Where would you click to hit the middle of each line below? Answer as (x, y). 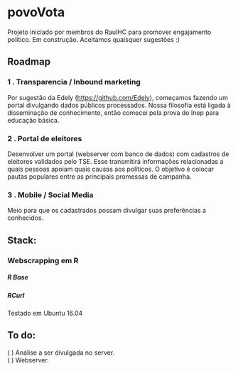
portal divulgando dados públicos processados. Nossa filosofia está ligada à (119, 105)
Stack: (22, 240)
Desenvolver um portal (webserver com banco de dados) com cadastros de (118, 154)
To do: (22, 335)
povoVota (36, 12)
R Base (18, 277)
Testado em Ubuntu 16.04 (45, 313)
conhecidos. (26, 218)
